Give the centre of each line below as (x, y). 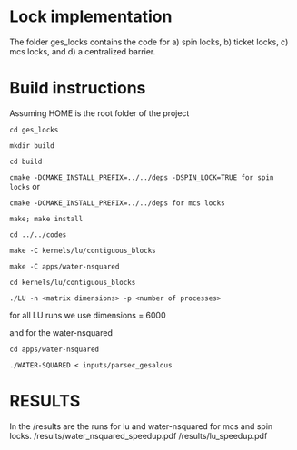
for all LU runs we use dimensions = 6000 (88, 315)
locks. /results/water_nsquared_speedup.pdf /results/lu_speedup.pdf (139, 435)
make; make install (46, 219)
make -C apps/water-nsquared (64, 266)
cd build (26, 161)
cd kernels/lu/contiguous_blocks (73, 282)
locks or (25, 186)
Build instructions (78, 88)
